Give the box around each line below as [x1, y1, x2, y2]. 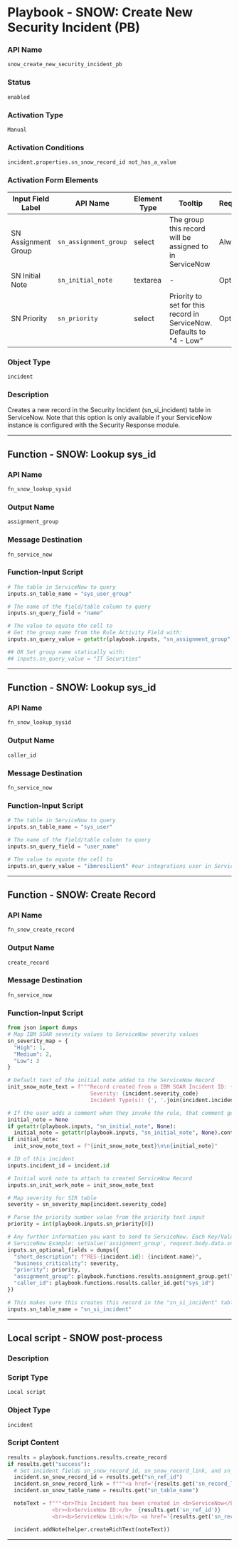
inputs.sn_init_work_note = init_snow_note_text [7, 1181, 154, 1189]
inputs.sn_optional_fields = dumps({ [7, 1247, 119, 1254]
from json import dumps [7, 1024, 78, 1032]
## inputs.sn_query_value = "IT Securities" [7, 655, 142, 662]
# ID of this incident [7, 1155, 75, 1163]
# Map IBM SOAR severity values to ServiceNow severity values [7, 1031, 199, 1038]
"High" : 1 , [14, 1044, 46, 1051]
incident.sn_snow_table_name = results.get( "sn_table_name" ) [14, 1487, 199, 1494]
